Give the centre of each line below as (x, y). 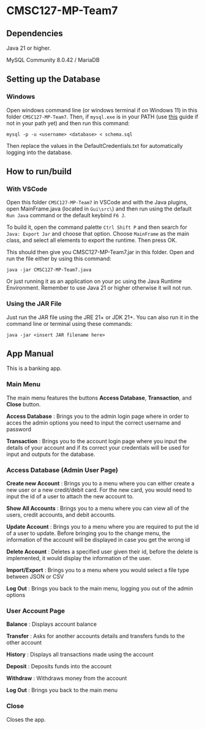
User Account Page (36, 611)
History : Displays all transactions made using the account (80, 655)
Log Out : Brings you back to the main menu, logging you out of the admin (100, 588)
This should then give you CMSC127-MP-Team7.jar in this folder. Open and (100, 252)
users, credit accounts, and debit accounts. (61, 515)
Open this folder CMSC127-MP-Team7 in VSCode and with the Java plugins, (97, 202)
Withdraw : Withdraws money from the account (67, 678)
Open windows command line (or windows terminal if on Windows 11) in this (102, 110)
